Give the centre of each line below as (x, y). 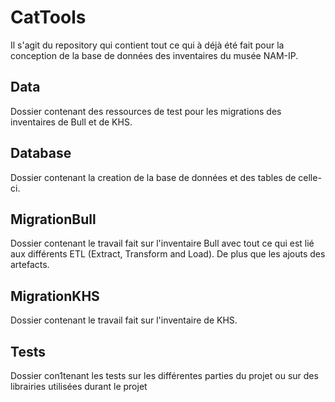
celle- (310, 177)
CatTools (48, 17)
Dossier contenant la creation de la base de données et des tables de (153, 177)
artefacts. (30, 265)
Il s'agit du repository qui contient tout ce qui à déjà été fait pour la (147, 45)
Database (41, 153)
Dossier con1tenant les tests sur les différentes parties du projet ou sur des (164, 375)
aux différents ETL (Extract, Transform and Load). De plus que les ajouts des (168, 254)
